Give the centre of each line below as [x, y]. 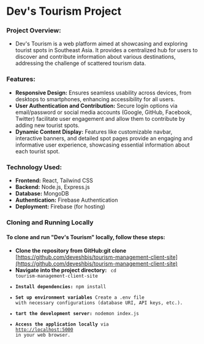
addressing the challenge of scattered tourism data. [81, 63]
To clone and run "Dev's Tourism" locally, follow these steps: [86, 237]
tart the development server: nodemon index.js [77, 314]
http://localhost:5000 [44, 330]
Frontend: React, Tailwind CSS [54, 181]
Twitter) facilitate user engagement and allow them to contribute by [100, 118]
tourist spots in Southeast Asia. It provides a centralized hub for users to [106, 50]
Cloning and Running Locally [50, 222]
